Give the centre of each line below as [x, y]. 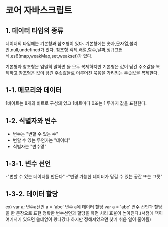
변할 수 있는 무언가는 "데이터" [41, 140]
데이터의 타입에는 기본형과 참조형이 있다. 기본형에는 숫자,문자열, [67, 43]
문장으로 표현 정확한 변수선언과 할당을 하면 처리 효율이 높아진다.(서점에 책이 [90, 213]
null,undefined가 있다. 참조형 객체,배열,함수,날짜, [58, 50]
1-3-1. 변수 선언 [28, 164]
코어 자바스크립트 [39, 10]
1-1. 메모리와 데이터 [33, 90]
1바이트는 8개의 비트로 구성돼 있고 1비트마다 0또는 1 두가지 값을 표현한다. [76, 103]
